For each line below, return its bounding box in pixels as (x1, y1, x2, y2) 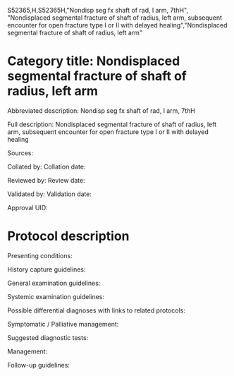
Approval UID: (7, 203, 48, 212)
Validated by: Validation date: (7, 190, 92, 198)
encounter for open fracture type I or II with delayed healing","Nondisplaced (7, 21, 228, 29)
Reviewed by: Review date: (7, 176, 86, 184)
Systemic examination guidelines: (7, 292, 104, 301)
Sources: (7, 148, 34, 157)
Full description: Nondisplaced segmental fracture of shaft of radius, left (7, 120, 217, 128)
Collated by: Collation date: (7, 162, 86, 171)
